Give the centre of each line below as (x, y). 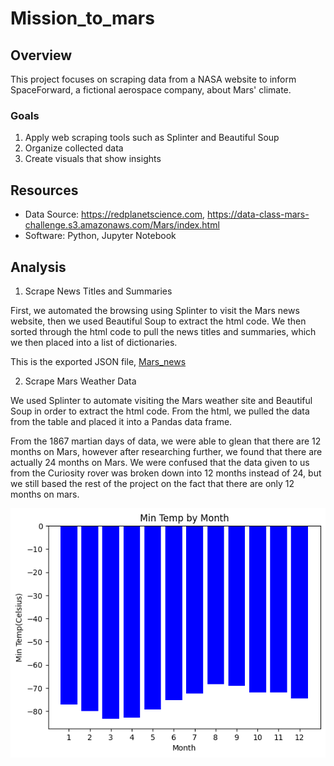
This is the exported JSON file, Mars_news (98, 361)
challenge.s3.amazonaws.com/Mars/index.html (122, 225)
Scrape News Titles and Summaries (98, 291)
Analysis (38, 267)
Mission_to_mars (82, 18)
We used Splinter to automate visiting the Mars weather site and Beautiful (161, 400)
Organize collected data (74, 148)
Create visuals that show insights (93, 159)
